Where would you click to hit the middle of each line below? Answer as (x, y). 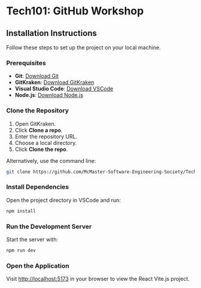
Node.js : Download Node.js (49, 95)
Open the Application (38, 266)
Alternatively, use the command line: (51, 160)
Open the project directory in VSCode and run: (64, 200)
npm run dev (21, 250)
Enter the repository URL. (46, 137)
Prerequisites (26, 63)
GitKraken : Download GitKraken (54, 83)
